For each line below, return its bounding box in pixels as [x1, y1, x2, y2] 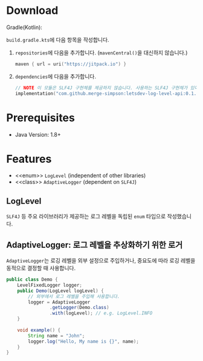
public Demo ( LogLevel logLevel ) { [17, 288, 104, 294]
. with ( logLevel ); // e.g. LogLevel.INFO [49, 310, 153, 316]
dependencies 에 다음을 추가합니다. [14, 73, 97, 80]
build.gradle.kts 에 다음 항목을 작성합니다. [6, 36, 110, 43]
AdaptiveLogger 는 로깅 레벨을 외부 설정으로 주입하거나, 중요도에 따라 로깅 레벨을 [6, 257, 196, 264]
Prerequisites [6, 111, 76, 125]
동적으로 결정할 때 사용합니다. [6, 264, 76, 272]
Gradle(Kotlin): [6, 24, 42, 31]
